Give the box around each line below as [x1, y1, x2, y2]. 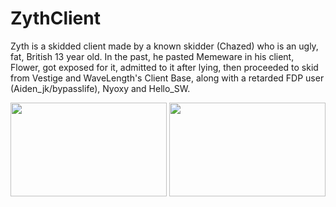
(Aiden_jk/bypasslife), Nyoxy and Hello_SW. [10, 82, 191, 94]
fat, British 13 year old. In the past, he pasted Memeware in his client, [10, 50, 295, 62]
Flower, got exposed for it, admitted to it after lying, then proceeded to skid [10, 61, 319, 73]
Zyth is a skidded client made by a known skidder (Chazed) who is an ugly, [10, 40, 319, 52]
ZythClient [10, 7, 101, 30]
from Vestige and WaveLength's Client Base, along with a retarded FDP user [10, 72, 325, 84]
